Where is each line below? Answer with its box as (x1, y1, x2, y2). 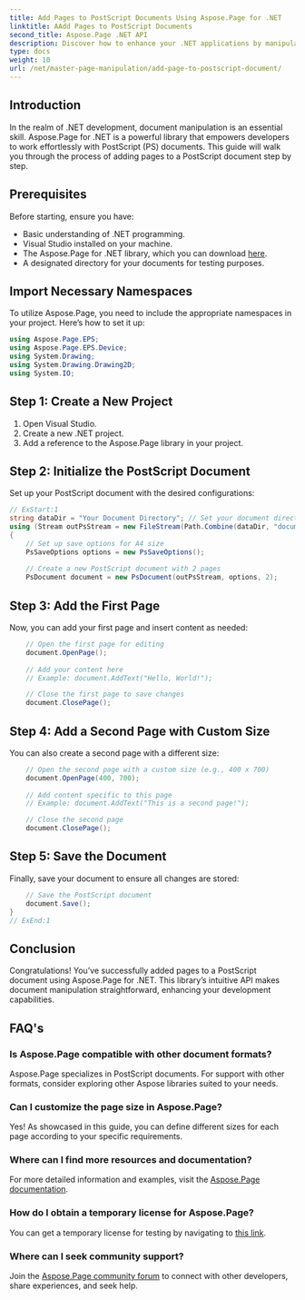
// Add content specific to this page (25, 790, 172, 799)
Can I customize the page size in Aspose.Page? (9, 1100, 222, 1113)
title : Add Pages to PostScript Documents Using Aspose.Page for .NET (9, 13, 282, 23)
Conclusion (9, 941, 76, 957)
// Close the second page (25, 815, 124, 825)
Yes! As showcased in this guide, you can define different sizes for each (9, 1121, 280, 1132)
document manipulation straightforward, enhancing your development (9, 985, 271, 996)
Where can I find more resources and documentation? (9, 1154, 252, 1166)
